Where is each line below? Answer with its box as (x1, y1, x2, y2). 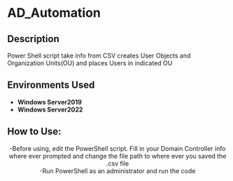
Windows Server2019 (17, 98, 83, 106)
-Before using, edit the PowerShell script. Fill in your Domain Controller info (9, 144, 226, 152)
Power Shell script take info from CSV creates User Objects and (7, 51, 191, 60)
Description (7, 33, 59, 45)
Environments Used (7, 79, 95, 91)
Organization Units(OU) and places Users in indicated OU (7, 59, 173, 67)
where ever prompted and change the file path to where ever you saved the (8, 152, 227, 160)
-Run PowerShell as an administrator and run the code (39, 166, 196, 175)
